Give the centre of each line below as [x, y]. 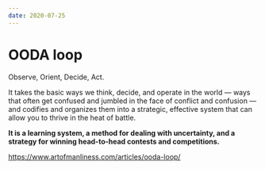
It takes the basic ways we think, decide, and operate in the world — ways [130, 92]
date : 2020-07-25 [37, 15]
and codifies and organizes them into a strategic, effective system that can [130, 109]
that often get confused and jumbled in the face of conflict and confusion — [132, 101]
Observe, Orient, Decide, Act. [56, 77]
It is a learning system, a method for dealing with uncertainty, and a [122, 133]
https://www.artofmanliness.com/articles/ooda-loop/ [94, 156]
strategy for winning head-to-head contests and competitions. [114, 141]
